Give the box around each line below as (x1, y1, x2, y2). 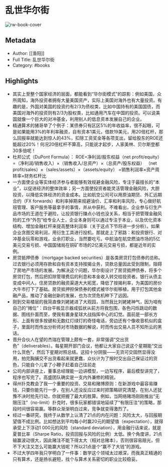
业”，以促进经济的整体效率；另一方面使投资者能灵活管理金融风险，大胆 (12, 185, 159, 191)
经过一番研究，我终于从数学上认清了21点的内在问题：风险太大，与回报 (12, 412, 158, 418)
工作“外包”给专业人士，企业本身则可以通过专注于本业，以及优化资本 (21, 217, 162, 223)
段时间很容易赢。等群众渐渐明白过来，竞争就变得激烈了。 (12, 406, 131, 412)
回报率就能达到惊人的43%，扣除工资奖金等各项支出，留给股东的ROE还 (17, 135, 163, 141)
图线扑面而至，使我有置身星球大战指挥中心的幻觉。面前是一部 (21, 311, 149, 317)
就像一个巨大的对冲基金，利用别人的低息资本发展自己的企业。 (17, 116, 144, 122)
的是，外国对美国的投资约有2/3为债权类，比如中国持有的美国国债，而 (17, 103, 160, 109)
